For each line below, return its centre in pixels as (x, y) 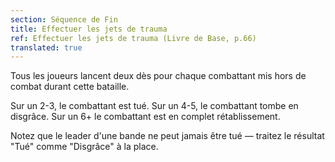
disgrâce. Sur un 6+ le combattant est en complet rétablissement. (145, 117)
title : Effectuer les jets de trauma (89, 29)
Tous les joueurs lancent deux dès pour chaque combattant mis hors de (158, 76)
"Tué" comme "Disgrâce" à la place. (84, 147)
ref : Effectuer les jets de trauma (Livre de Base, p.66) (133, 38)
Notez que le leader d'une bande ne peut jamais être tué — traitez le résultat (167, 136)
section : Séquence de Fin (64, 19)
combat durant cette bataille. (70, 87)
